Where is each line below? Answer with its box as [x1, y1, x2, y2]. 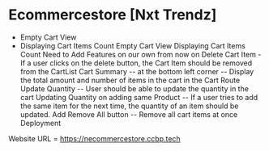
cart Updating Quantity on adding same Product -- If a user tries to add [19, 92, 258, 102]
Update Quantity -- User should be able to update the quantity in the [19, 83, 250, 94]
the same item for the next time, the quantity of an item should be [19, 101, 239, 111]
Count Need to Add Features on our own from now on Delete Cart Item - [19, 49, 262, 59]
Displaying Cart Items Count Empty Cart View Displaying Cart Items [19, 40, 246, 50]
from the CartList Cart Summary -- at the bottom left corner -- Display [19, 66, 254, 76]
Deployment [19, 118, 62, 128]
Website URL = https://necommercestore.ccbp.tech [8, 133, 181, 143]
